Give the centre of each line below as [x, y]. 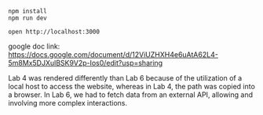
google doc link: [34, 46]
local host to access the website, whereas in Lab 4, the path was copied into [131, 86]
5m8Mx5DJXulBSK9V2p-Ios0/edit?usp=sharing [86, 63]
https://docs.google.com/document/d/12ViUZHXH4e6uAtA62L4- [113, 54]
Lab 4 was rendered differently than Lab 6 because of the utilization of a [125, 78]
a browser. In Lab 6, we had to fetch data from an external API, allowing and [131, 95]
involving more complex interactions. [68, 103]
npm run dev [27, 18]
